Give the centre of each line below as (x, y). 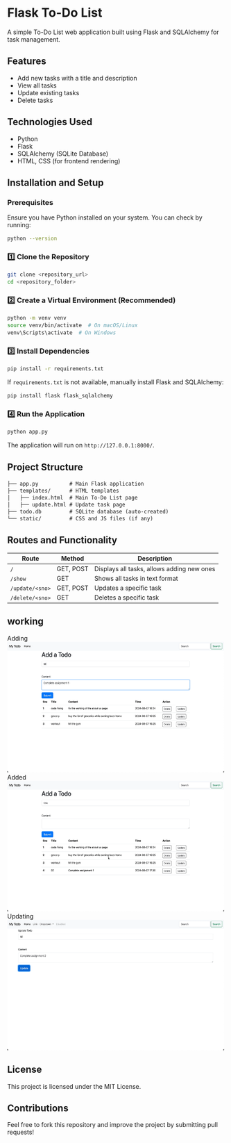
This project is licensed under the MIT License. (74, 1086)
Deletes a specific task (127, 598)
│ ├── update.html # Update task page (67, 505)
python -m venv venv (37, 318)
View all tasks (37, 85)
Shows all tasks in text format (136, 578)
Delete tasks (35, 100)
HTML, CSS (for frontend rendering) (69, 161)
